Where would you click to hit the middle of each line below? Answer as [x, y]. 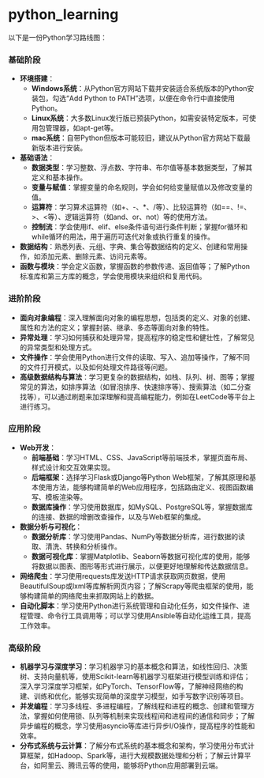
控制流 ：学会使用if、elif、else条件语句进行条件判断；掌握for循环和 [139, 227]
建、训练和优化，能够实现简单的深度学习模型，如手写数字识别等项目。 [134, 697]
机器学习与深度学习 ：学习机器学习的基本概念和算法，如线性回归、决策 [134, 667]
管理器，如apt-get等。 [82, 128]
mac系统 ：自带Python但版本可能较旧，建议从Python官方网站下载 [138, 138]
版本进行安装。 [63, 148]
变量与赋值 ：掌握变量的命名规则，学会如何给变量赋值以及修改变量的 [142, 187]
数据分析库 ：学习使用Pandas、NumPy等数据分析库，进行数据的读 [138, 536]
